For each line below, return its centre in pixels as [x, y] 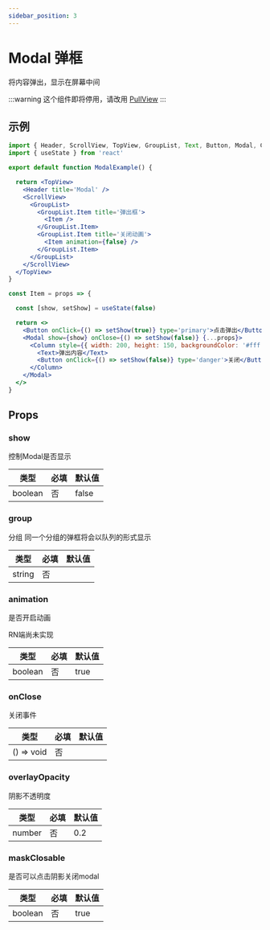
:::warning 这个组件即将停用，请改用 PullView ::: [87, 99]
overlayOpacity [39, 777]
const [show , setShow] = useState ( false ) [86, 309]
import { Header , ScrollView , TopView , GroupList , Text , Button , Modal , [133, 145]
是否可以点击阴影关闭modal [54, 876]
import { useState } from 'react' [66, 154]
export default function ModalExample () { [80, 168]
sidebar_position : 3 [43, 16]
